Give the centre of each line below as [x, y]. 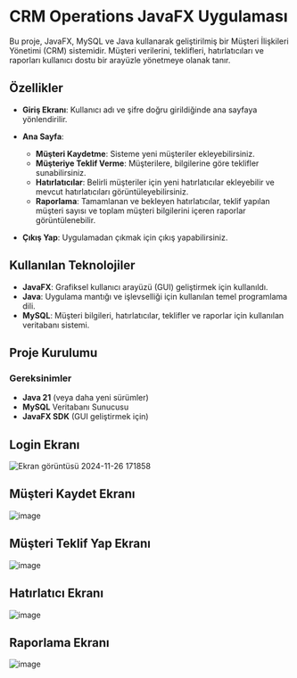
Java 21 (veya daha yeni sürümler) [85, 398]
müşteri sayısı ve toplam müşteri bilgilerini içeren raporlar [141, 211]
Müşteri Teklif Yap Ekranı [80, 544]
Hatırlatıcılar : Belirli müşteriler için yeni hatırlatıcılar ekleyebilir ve [155, 182]
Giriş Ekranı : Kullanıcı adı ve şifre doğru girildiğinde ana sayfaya [140, 110]
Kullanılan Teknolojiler [72, 265]
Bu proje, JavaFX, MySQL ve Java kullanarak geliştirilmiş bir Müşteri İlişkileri [149, 41]
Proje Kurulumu [54, 353]
